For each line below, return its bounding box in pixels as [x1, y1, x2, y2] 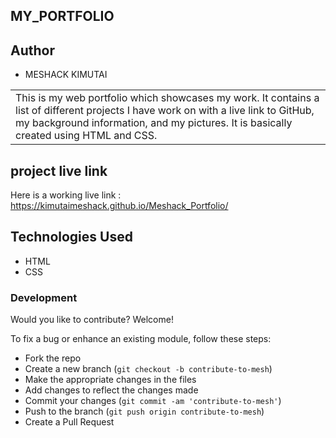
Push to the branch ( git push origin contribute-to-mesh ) [24, 405, 265, 418]
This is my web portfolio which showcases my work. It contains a [15, 91, 320, 105]
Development [10, 290, 78, 304]
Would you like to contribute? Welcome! [10, 314, 174, 326]
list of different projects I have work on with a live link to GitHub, [15, 104, 315, 118]
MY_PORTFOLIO [10, 8, 115, 25]
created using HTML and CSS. [15, 129, 158, 143]
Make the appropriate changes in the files [24, 374, 197, 386]
